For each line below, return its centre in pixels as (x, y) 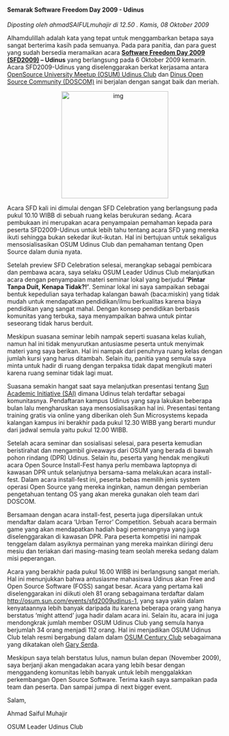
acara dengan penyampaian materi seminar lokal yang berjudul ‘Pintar (106, 280)
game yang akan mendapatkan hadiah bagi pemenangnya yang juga (103, 529)
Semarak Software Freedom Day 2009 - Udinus (76, 10)
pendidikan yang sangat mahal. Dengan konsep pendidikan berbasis (104, 309)
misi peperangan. (31, 559)
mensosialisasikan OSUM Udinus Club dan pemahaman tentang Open (105, 245)
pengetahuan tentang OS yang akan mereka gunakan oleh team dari (103, 494)
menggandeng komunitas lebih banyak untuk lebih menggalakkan (100, 672)
